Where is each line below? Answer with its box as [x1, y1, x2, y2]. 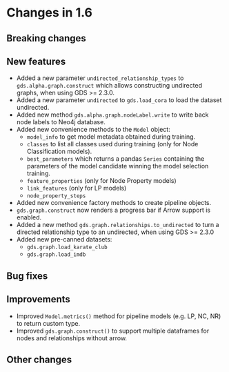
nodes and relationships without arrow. [16, 333, 128, 342]
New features [6, 55, 66, 67]
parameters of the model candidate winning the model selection [26, 162, 209, 170]
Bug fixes [6, 270, 48, 282]
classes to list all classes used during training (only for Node [26, 140, 199, 148]
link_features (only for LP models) [26, 184, 127, 193]
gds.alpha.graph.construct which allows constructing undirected [16, 81, 203, 90]
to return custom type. [16, 319, 81, 327]
